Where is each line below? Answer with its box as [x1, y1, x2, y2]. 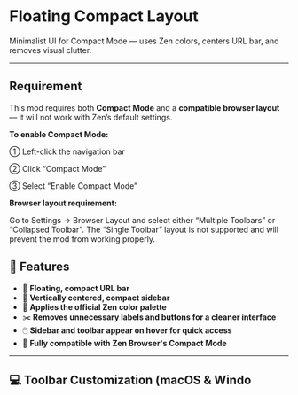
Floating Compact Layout [9, 6, 200, 27]
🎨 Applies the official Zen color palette [21, 301, 167, 312]
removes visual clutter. [9, 44, 92, 55]
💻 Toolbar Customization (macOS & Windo [9, 372, 252, 387]
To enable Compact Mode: [9, 128, 109, 139]
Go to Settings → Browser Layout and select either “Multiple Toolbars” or [9, 214, 276, 225]
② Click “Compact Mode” [9, 163, 106, 174]
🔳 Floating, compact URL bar [21, 283, 130, 293]
